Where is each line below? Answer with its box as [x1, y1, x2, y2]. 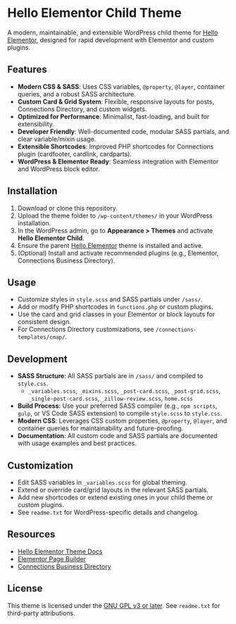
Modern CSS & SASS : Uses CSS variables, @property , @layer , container [17, 82, 225, 91]
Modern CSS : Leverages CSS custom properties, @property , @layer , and [17, 417, 228, 425]
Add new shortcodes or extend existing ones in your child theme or [17, 493, 213, 501]
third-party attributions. [7, 609, 75, 617]
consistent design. [17, 318, 72, 326]
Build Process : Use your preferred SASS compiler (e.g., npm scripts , [17, 401, 218, 410]
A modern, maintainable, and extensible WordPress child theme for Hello [7, 28, 218, 37]
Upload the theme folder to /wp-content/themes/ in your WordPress [17, 211, 213, 220]
